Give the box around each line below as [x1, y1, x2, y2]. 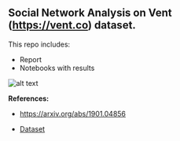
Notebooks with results [19, 63, 95, 72]
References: [8, 94, 50, 103]
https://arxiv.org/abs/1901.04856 [19, 109, 127, 118]
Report [19, 54, 42, 64]
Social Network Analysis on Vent [8, 6, 172, 20]
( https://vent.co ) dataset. [8, 19, 136, 32]
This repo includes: [8, 39, 71, 49]
